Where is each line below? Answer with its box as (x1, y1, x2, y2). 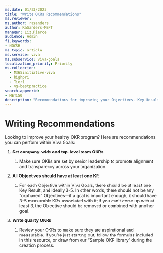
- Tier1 (9, 79, 25, 84)
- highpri (9, 75, 29, 80)
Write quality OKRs (12, 218, 52, 223)
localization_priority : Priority (5, 61, 73, 66)
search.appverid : (5, 88, 40, 93)
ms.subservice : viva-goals (5, 57, 60, 62)
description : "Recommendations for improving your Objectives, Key (5, 98, 145, 102)
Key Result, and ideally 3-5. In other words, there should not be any (19, 187, 154, 193)
